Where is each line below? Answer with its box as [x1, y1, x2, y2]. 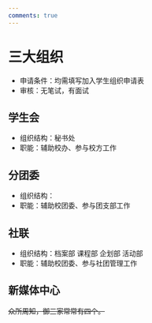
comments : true [8, 11, 58, 20]
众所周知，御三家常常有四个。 [8, 306, 105, 316]
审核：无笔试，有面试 [19, 85, 89, 95]
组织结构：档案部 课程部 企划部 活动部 [19, 249, 143, 257]
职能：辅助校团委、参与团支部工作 [19, 201, 131, 210]
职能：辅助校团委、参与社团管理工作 [19, 258, 138, 268]
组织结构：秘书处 [19, 133, 76, 143]
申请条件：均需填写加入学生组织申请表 [19, 76, 144, 85]
